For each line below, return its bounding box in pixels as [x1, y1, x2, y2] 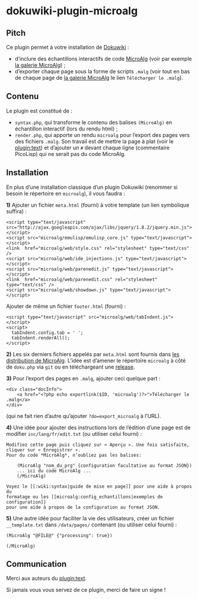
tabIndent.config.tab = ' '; [11, 329, 84, 336]
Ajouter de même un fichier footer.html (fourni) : [6, 302, 126, 310]
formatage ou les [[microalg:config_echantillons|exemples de [6, 494, 163, 500]
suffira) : [6, 207, 27, 215]
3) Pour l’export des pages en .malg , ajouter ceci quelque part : [6, 375, 161, 382]
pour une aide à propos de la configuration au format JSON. [6, 504, 161, 510]
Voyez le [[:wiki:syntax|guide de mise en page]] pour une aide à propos [6, 483, 193, 489]
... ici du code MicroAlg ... [17, 467, 92, 474]
